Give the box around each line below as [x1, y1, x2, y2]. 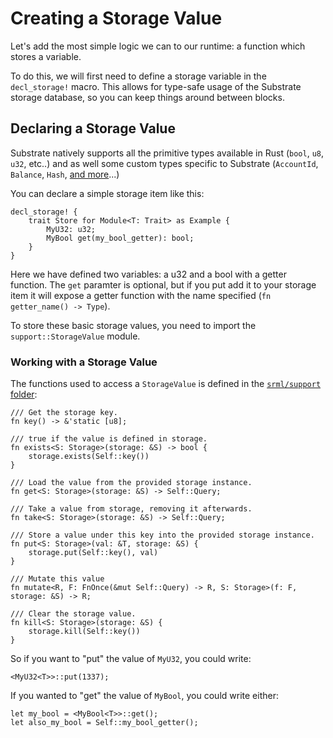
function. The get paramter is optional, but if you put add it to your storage [10, 278, 317, 291]
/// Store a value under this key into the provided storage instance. [10, 530, 315, 541]
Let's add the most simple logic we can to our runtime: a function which [10, 40, 306, 52]
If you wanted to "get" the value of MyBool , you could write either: [10, 690, 279, 702]
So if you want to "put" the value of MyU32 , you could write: [10, 653, 252, 665]
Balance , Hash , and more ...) [10, 168, 120, 180]
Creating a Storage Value [10, 7, 223, 30]
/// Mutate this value [10, 574, 105, 584]
